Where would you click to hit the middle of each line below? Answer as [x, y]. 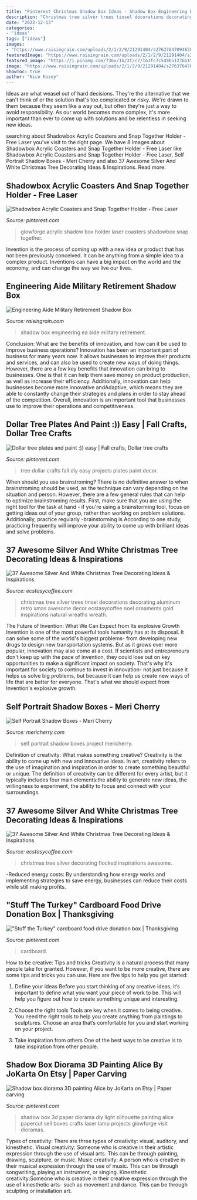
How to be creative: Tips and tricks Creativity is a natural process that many [98, 963]
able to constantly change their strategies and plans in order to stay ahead [96, 393]
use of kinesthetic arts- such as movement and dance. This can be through [97, 1184]
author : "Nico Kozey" [33, 77]
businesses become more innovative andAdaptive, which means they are [94, 387]
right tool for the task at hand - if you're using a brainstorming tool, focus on [98, 506]
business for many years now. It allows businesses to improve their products [98, 356]
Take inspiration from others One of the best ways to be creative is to [98, 1040]
